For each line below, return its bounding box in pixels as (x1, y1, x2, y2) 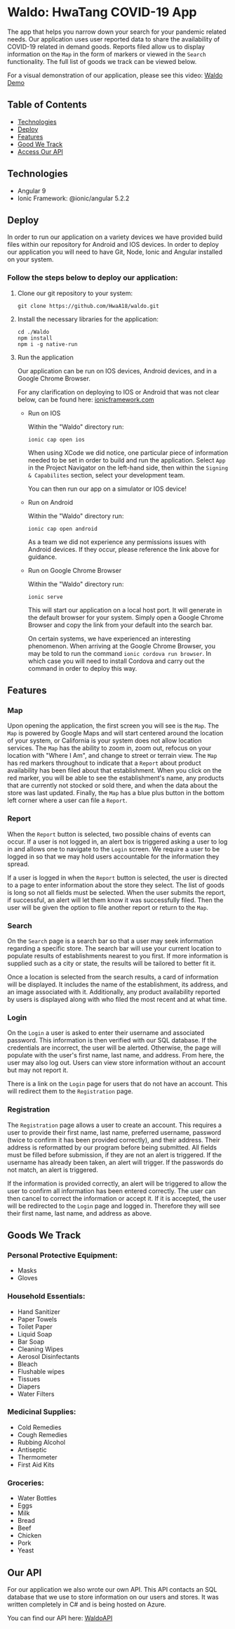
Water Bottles (17, 1494, 58, 1502)
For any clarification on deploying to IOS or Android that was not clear (17, 387, 220, 396)
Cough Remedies (17, 1430, 68, 1438)
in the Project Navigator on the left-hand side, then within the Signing (27, 463, 229, 472)
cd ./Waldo (17, 328, 50, 335)
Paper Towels (17, 1315, 58, 1323)
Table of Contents (7, 99, 88, 111)
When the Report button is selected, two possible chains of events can (7, 830, 211, 838)
